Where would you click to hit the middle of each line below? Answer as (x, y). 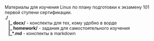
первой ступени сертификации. (38, 12)
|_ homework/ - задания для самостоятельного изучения (69, 28)
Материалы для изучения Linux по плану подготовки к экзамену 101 (77, 7)
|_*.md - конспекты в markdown (42, 33)
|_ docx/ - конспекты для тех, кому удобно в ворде (63, 23)
